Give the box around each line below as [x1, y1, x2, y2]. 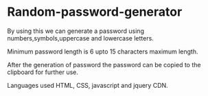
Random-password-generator [7, 4, 183, 20]
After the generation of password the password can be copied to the [7, 60, 201, 69]
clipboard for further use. [7, 68, 79, 76]
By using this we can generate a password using [7, 27, 144, 35]
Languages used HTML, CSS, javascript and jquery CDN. [7, 81, 168, 89]
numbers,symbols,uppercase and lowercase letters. [7, 34, 154, 42]
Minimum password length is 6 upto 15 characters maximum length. [7, 47, 198, 56]
